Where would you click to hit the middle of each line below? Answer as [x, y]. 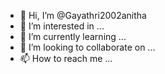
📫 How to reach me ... [66, 58]
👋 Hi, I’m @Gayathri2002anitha [83, 15]
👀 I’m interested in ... [62, 26]
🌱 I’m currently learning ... [73, 36]
